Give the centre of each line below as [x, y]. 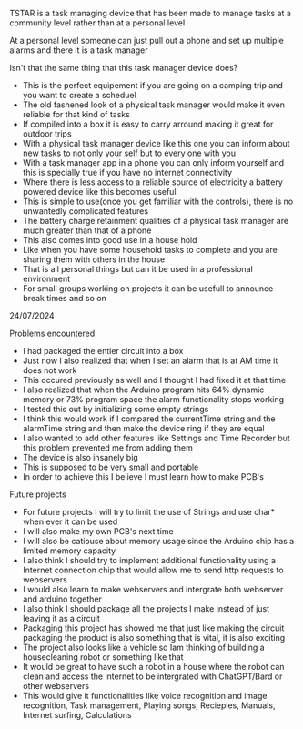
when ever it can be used [70, 521]
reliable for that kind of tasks [76, 114]
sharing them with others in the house [94, 259]
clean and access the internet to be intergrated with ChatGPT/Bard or [152, 676]
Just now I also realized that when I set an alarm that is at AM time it [150, 360]
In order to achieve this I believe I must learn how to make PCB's [143, 476]
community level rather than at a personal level [97, 23]
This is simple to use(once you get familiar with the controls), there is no [158, 201]
